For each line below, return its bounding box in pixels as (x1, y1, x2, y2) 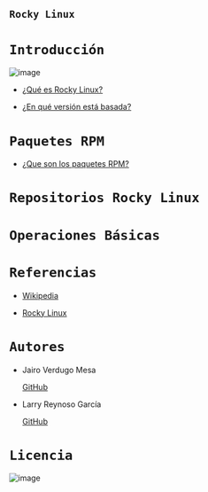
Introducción (9, 41, 104, 58)
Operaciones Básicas (9, 227, 161, 244)
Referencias (9, 264, 97, 281)
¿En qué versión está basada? (21, 102, 132, 113)
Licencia (9, 447, 73, 464)
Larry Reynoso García (21, 399, 102, 410)
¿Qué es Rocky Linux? (21, 84, 104, 95)
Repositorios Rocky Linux (9, 190, 200, 207)
